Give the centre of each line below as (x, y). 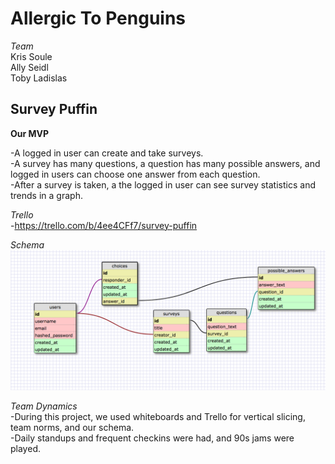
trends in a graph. (46, 195)
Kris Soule (31, 56)
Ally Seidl (29, 67)
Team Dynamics (44, 406)
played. (25, 449)
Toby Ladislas (39, 78)
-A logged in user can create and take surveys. (107, 153)
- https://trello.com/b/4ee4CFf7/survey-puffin (104, 225)
